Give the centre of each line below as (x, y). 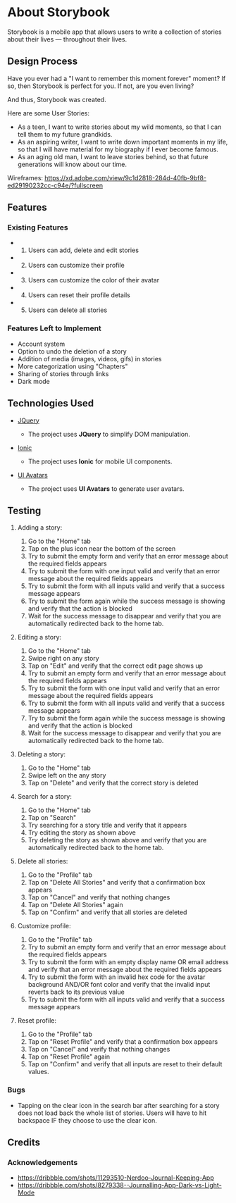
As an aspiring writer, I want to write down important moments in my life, (123, 142)
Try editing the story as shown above (82, 833)
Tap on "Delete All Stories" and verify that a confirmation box (117, 883)
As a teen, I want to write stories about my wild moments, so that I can (119, 127)
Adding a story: (40, 528)
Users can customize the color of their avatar (94, 280)
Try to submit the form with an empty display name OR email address (128, 962)
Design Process (43, 62)
